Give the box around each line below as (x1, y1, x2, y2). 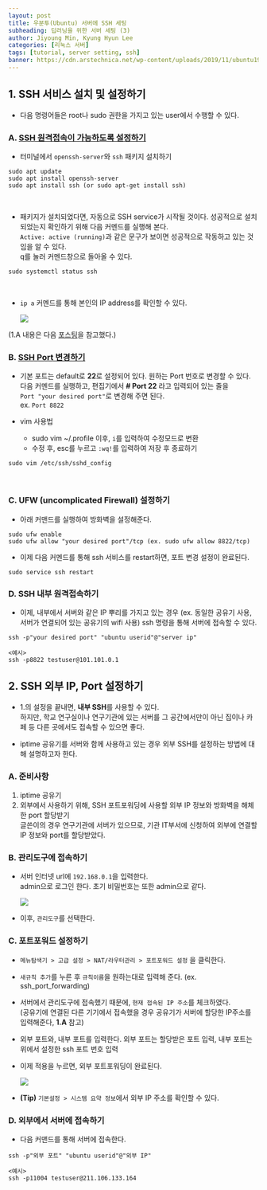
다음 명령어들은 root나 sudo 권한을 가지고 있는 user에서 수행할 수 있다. (19, 110, 240, 119)
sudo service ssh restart (8, 568, 94, 576)
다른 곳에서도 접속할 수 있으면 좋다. (37, 722, 145, 731)
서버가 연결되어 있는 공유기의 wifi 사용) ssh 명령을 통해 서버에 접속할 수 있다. (19, 617, 257, 627)
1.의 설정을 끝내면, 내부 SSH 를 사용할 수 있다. (19, 702, 160, 711)
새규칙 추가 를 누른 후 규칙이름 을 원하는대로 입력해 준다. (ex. (19, 972, 197, 981)
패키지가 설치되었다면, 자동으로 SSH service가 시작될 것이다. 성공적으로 (19, 212, 243, 221)
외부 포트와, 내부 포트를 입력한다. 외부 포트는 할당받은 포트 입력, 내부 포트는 (19, 1034, 253, 1043)
